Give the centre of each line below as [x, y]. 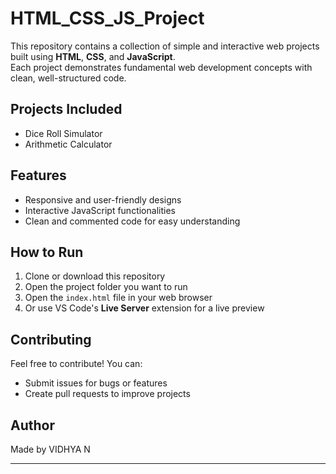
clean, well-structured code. [68, 78]
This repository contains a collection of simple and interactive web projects [165, 46]
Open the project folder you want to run [106, 287]
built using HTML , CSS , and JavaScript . [93, 56]
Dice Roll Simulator [63, 133]
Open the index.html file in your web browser [118, 298]
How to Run [47, 252]
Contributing [51, 339]
